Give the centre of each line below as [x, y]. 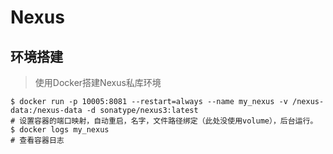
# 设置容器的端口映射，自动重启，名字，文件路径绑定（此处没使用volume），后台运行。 [164, 121]
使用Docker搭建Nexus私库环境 [98, 82]
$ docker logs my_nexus [60, 130]
